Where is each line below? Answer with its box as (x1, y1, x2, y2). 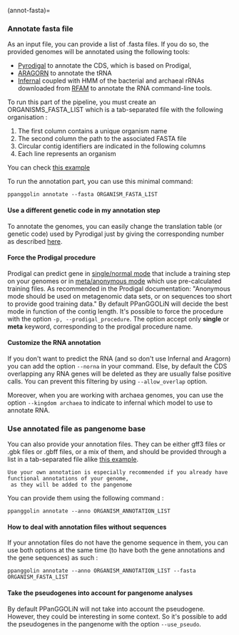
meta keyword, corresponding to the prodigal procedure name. (7, 322, 193, 331)
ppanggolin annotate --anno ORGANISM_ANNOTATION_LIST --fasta (7, 567, 196, 574)
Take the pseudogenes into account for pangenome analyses (7, 589, 193, 597)
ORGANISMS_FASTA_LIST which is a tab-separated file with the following (7, 105, 223, 114)
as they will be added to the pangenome (10, 481, 133, 489)
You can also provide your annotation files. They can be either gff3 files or (7, 440, 226, 448)
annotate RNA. (7, 406, 51, 414)
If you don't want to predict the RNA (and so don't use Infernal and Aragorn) (7, 354, 231, 363)
